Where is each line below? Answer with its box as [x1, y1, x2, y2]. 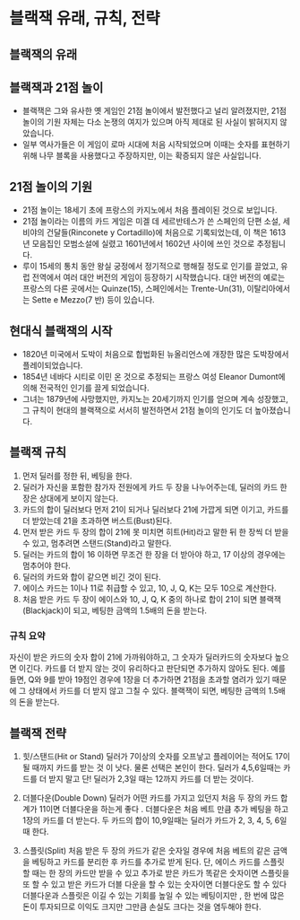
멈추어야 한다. [21, 560, 72, 571]
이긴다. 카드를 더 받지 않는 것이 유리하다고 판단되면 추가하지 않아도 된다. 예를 [18, 663, 287, 674]
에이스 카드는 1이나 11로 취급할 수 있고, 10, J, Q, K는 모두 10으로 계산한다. [21, 583, 278, 593]
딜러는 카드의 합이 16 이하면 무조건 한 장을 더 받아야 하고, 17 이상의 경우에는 [21, 548, 287, 559]
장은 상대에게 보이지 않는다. [21, 493, 119, 504]
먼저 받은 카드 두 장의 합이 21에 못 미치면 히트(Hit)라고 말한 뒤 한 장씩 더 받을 [21, 526, 289, 537]
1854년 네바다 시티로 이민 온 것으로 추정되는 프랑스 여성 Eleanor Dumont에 [21, 372, 286, 382]
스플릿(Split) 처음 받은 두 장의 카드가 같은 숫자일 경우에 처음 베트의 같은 [21, 845, 271, 855]
